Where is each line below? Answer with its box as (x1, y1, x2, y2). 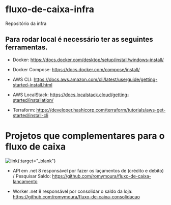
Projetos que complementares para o (5, 130, 165, 141)
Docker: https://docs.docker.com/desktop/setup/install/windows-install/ (12, 56, 164, 63)
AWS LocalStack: (12, 92, 49, 98)
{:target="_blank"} (17, 158, 56, 164)
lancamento (12, 178, 38, 184)
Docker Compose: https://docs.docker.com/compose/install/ (12, 66, 140, 72)
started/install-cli (12, 112, 48, 118)
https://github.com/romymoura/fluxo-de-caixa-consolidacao (12, 193, 140, 199)
